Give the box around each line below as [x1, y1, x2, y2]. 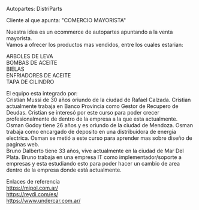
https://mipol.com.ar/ [6, 184, 58, 191]
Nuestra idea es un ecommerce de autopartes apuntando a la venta [6, 28, 173, 35]
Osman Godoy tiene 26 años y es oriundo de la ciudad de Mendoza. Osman [6, 122, 194, 128]
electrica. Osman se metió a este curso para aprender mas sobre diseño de [6, 134, 193, 142]
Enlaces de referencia [6, 178, 60, 185]
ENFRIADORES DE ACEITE [6, 72, 71, 79]
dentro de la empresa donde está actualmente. [6, 166, 122, 173]
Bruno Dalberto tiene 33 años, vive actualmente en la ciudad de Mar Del [6, 147, 184, 154]
